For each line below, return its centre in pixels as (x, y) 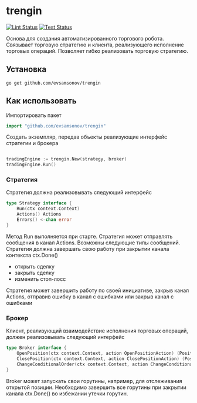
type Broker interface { (36, 348)
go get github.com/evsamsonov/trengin (53, 83)
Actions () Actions (39, 214)
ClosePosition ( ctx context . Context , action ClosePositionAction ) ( (101, 359)
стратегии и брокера (32, 143)
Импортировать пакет (34, 115)
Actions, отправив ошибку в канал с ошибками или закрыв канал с (90, 296)
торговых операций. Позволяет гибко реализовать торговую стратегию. (97, 51)
